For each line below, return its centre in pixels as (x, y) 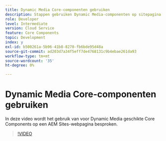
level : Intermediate (27, 24)
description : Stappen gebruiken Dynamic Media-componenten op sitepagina (83, 14)
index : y (14, 42)
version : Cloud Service (30, 28)
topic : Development (25, 38)
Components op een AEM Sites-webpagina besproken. (61, 124)
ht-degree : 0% (20, 65)
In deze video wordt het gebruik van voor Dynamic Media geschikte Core (80, 119)
